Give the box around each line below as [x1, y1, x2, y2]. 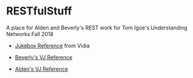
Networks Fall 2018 [6, 30, 54, 37]
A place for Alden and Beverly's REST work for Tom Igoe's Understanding [6, 24, 188, 31]
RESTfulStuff [6, 4, 72, 18]
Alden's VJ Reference [14, 65, 69, 73]
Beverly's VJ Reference [14, 53, 73, 61]
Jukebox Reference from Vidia [14, 42, 90, 49]
